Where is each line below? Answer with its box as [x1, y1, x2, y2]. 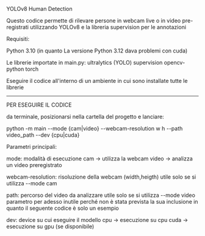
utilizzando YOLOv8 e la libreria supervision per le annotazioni [30, 24, 187, 30]
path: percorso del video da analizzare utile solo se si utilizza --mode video [6, 191, 195, 199]
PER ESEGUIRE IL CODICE [6, 101, 72, 109]
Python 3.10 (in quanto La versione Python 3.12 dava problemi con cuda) [6, 47, 188, 54]
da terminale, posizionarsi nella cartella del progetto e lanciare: [6, 113, 165, 120]
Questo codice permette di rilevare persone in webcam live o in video [6, 17, 181, 24]
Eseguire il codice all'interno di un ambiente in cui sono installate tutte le [6, 77, 188, 84]
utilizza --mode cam [6, 180, 57, 187]
